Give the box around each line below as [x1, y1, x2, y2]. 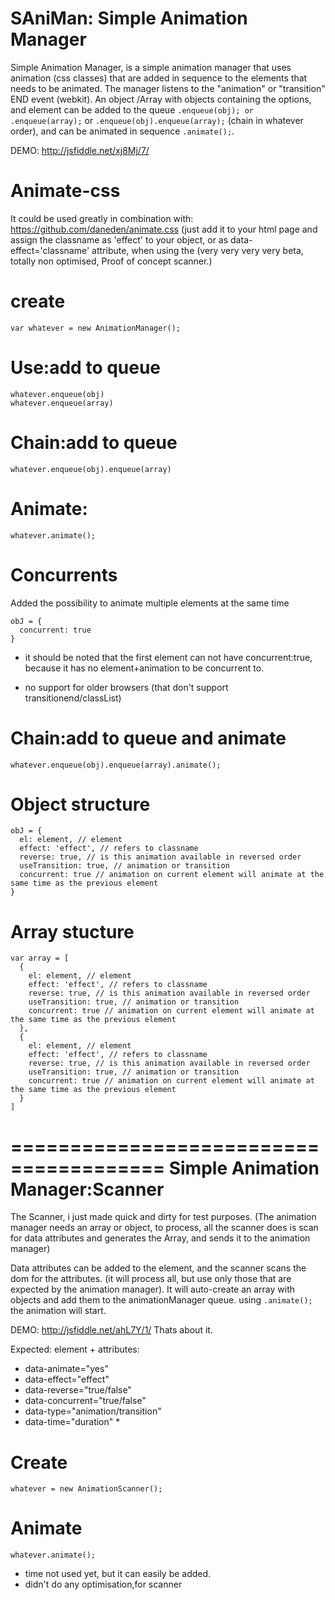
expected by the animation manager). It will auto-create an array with [10, 1283, 296, 1296]
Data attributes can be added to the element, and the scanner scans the [10, 1262, 307, 1274]
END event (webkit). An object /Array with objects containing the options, [10, 93, 312, 105]
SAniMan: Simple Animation [10, 7, 248, 30]
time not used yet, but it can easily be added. [24, 1568, 212, 1580]
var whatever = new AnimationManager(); [10, 323, 182, 333]
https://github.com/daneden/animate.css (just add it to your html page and [10, 223, 318, 235]
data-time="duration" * [24, 1416, 121, 1428]
